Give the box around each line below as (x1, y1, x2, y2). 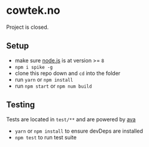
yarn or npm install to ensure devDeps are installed (14, 127, 144, 134)
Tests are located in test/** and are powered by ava (6, 115, 136, 123)
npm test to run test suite (14, 133, 77, 141)
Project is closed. (6, 23, 49, 31)
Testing (6, 100, 35, 110)
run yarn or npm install (14, 76, 74, 83)
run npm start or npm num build (14, 82, 92, 89)
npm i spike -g (14, 64, 53, 70)
